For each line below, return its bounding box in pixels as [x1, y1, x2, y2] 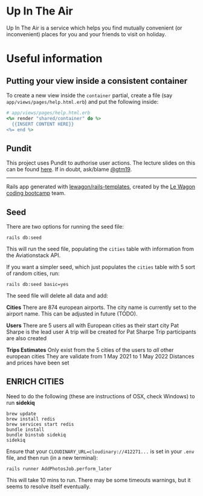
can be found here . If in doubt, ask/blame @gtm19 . [6, 166, 132, 173]
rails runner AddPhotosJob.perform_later [6, 466, 112, 472]
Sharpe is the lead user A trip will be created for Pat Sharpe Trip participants [6, 328, 196, 335]
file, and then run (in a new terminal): [6, 454, 98, 461]
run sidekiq [6, 399, 35, 406]
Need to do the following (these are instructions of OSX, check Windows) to [6, 392, 195, 399]
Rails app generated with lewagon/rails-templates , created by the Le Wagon [6, 183, 195, 191]
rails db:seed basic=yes [6, 282, 69, 288]
